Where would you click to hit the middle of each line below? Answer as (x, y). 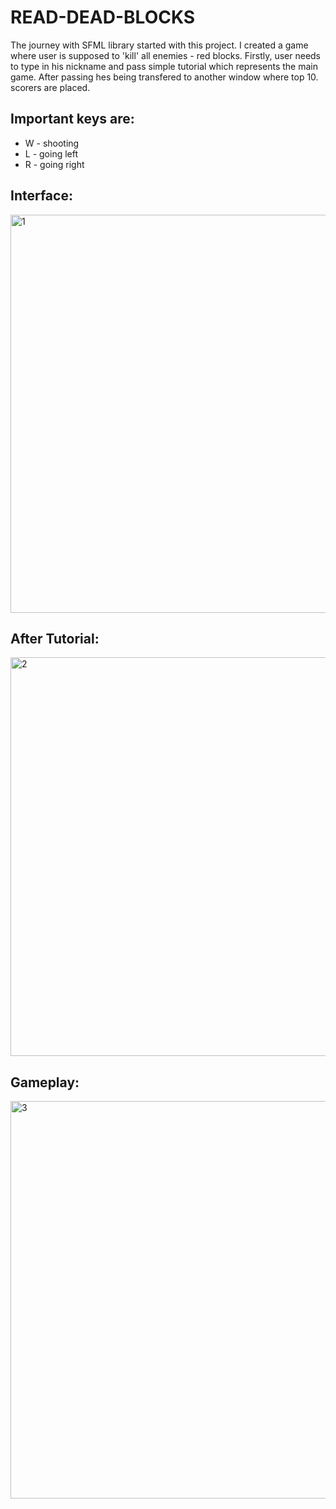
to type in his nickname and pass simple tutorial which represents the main (164, 66)
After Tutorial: (55, 638)
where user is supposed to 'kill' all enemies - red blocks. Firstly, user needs (166, 55)
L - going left (51, 153)
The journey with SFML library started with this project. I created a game (159, 45)
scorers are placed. (50, 87)
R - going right (54, 164)
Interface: (41, 196)
